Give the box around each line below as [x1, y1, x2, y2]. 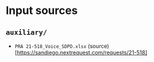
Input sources [6, 4, 78, 18]
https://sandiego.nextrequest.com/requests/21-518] [17, 49, 148, 56]
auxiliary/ [6, 28, 47, 36]
